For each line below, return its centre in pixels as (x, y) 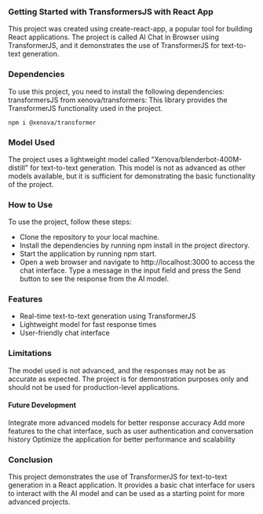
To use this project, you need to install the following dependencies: (117, 91)
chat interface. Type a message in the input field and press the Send (130, 270)
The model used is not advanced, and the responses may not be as (117, 370)
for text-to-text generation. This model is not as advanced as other (138, 167)
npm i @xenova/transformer (52, 123)
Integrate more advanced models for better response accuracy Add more (127, 422)
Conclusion (31, 460)
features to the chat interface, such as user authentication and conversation (131, 431)
